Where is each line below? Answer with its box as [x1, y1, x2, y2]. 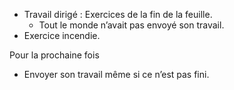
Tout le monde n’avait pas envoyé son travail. [38, 19, 225, 31]
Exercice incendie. [23, 30, 101, 41]
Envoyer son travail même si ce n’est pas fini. [23, 69, 210, 80]
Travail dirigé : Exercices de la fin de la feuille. [23, 9, 213, 20]
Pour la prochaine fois [9, 49, 100, 61]
